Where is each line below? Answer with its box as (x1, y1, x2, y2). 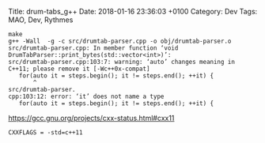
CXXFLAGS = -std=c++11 (8, 129, 83, 137)
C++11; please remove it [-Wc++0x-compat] (8, 65, 150, 73)
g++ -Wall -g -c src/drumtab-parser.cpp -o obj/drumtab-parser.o (8, 37, 232, 45)
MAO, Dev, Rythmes (8, 15, 74, 24)
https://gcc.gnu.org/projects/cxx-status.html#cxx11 (8, 114, 175, 122)
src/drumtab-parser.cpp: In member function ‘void (8, 44, 179, 52)
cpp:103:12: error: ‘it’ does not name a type (8, 92, 165, 100)
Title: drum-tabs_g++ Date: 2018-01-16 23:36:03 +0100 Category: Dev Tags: (8, 7, 258, 16)
